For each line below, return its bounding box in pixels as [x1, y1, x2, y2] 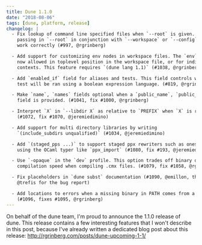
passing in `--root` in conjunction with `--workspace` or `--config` [17, 37, 198, 43]
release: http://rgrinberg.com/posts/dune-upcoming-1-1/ [6, 232, 146, 239]
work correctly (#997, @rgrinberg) [17, 43, 106, 49]
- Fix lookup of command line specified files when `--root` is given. [11, 31, 195, 37]
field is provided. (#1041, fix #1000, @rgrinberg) [17, 98, 149, 104]
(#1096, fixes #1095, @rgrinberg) [17, 196, 103, 202]
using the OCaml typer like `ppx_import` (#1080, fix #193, [17, 147, 171, 153]
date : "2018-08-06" [6, 14, 55, 20]
